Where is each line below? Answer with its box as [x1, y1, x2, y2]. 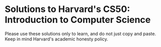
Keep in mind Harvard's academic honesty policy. [5, 36, 108, 42]
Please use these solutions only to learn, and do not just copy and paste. [5, 30, 156, 36]
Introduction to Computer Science [5, 14, 151, 25]
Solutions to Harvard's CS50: [5, 3, 130, 15]
